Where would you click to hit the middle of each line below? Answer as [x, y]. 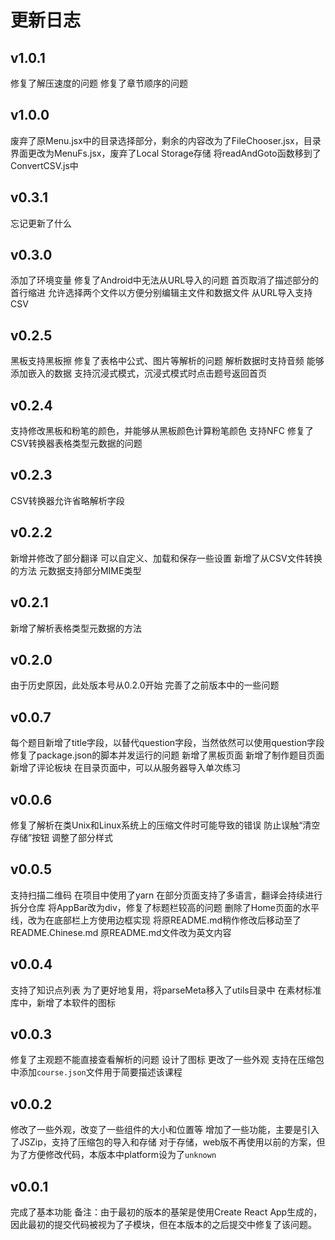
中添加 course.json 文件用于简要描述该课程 [96, 1072]
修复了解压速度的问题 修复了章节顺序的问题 [99, 83]
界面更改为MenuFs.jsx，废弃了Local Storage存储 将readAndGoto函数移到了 [166, 153]
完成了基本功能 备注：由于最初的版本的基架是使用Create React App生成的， [166, 1212]
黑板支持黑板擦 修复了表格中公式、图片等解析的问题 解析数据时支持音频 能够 [167, 361]
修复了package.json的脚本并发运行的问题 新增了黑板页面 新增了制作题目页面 [167, 755]
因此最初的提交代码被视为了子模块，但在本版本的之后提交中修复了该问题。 [163, 1224]
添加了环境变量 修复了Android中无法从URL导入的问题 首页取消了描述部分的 [165, 280]
